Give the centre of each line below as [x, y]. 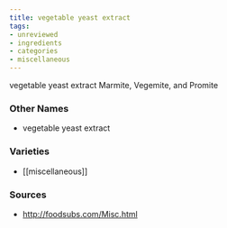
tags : [19, 26]
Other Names [39, 108]
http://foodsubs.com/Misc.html [80, 214]
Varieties [29, 151]
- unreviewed [34, 34]
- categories [34, 51]
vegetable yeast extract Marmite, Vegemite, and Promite [114, 85]
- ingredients [36, 43]
